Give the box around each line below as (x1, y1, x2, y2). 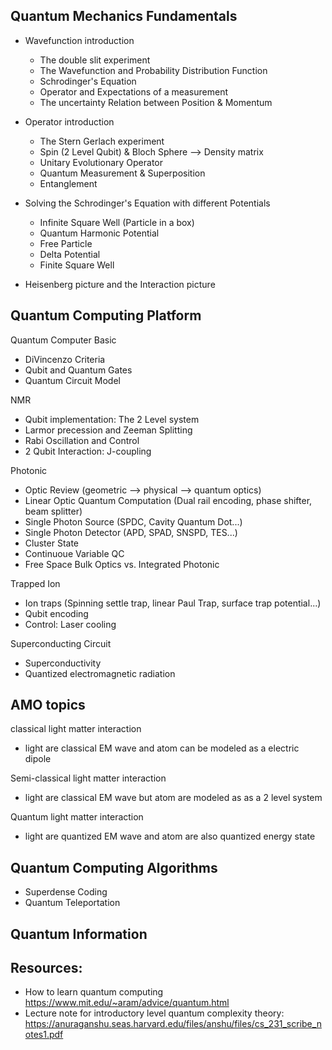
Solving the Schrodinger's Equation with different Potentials (24, 197, 271, 209)
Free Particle (39, 237, 93, 249)
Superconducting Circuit (10, 637, 112, 649)
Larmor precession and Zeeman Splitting (24, 424, 193, 436)
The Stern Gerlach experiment (39, 135, 165, 147)
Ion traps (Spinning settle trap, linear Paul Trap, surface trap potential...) (24, 597, 322, 609)
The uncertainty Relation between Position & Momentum (39, 96, 273, 108)
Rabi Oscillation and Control (24, 434, 140, 446)
